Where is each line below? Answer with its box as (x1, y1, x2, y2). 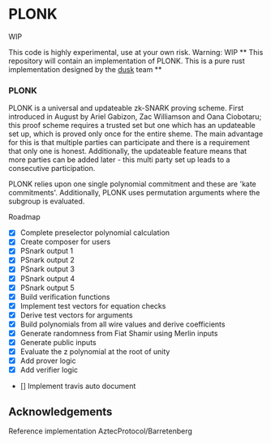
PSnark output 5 (19, 283, 75, 292)
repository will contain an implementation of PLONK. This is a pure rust (8, 56, 245, 66)
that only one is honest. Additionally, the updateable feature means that (8, 147, 247, 156)
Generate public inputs (19, 337, 97, 347)
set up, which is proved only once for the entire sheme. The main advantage (8, 129, 264, 139)
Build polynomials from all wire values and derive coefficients (19, 319, 226, 329)
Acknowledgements (8, 404, 113, 418)
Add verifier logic (19, 365, 79, 375)
